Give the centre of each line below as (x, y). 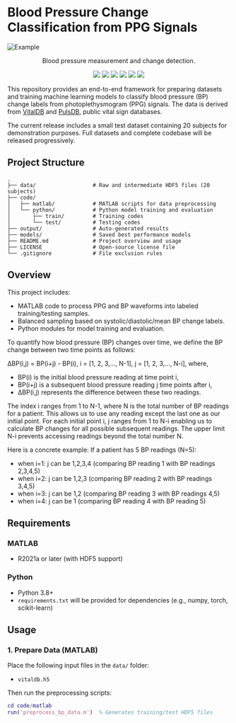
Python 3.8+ (36, 593)
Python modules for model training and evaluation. (91, 328)
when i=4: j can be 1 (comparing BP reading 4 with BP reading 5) (112, 501)
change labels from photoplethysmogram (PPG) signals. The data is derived (118, 104)
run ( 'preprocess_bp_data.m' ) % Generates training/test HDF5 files (110, 712)
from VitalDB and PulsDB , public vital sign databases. (85, 111)
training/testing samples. (54, 313)
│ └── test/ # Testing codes (74, 222)
